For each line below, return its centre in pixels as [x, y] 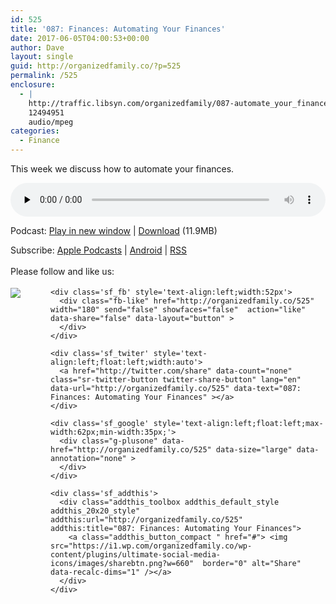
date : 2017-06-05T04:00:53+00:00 [80, 38]
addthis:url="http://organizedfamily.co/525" [146, 520]
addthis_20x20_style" [95, 511]
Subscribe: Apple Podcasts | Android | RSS [99, 250]
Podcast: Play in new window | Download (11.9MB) [114, 230]
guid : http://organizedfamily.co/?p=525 [96, 66]
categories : [35, 131]
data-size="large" [254, 450]
